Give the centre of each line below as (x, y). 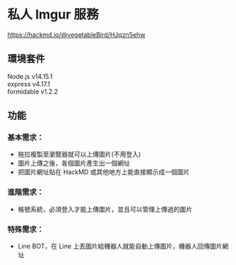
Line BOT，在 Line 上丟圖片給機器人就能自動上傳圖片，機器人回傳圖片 (120, 247)
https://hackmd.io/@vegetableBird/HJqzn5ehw (76, 34)
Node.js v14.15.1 (30, 76)
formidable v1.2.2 (33, 91)
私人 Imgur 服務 (53, 15)
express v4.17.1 (29, 84)
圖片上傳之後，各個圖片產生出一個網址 (74, 163)
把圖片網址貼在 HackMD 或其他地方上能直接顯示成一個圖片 (104, 172)
